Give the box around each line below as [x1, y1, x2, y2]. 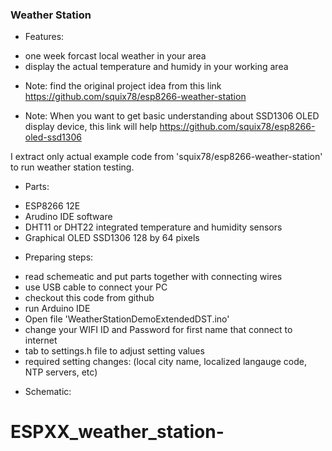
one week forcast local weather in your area [24, 50, 207, 62]
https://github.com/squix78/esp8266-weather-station [24, 91, 247, 103]
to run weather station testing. [10, 161, 135, 173]
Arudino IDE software [24, 211, 113, 223]
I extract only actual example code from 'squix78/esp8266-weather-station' [10, 151, 323, 163]
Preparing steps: [24, 251, 94, 263]
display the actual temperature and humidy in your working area [24, 61, 289, 73]
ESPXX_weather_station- [10, 421, 225, 443]
